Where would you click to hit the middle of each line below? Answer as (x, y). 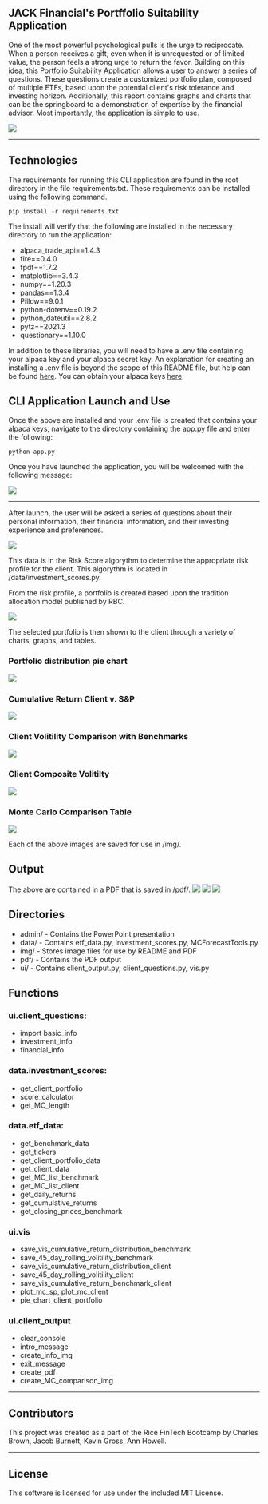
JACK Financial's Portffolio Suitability (104, 13)
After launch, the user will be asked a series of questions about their (120, 513)
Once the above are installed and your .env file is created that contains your (133, 420)
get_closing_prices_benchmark (71, 1211)
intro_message (44, 1347)
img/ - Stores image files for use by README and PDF (108, 951)
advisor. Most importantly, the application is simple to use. (104, 113)
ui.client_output (39, 1321)
